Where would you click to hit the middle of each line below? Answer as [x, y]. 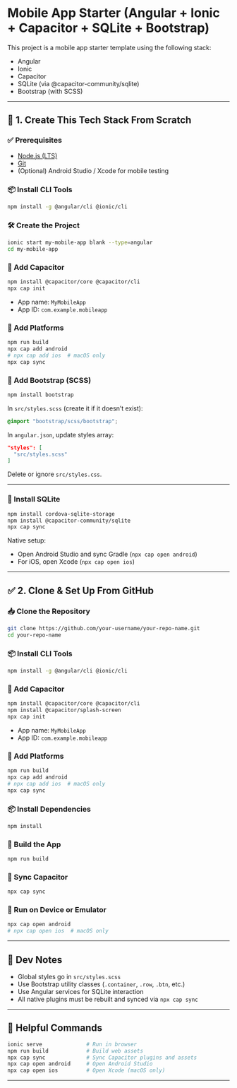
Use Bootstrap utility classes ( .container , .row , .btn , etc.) [101, 984]
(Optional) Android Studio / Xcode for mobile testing [93, 170]
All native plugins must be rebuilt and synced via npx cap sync [108, 999]
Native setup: [27, 540]
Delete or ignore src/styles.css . [55, 474]
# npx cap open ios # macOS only [58, 931]
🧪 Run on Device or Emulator [57, 910]
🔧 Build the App [34, 844]
